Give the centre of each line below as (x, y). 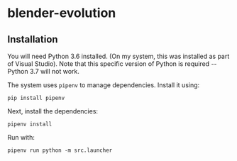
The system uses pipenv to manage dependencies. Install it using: (104, 85)
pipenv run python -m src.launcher (60, 150)
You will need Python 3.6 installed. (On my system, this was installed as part (118, 56)
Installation (33, 39)
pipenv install (30, 124)
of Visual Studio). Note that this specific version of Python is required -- (112, 64)
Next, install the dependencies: (53, 111)
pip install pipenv (36, 98)
